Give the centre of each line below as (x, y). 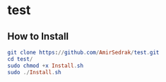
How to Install (38, 36)
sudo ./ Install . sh (34, 72)
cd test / (20, 59)
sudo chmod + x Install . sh (45, 66)
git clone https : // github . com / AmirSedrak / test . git (83, 52)
